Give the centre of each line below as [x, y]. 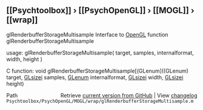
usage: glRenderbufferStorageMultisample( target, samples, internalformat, [100, 53]
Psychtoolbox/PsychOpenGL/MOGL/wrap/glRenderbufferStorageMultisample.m [100, 101]
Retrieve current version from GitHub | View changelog [129, 95]
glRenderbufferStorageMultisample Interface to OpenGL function [87, 34]
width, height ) [24, 59]
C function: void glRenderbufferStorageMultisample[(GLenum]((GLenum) [98, 71]
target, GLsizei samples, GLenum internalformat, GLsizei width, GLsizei [95, 77]
